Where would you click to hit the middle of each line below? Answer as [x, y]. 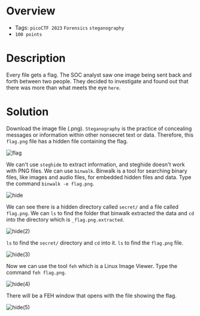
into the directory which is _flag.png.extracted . [65, 219]
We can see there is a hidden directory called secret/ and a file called [92, 207]
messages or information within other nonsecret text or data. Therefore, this [100, 135]
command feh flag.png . [36, 272]
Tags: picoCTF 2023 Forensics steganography [69, 28]
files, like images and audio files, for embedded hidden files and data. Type [99, 177]
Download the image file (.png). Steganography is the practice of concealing [99, 128]
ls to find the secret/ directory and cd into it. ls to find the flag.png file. [95, 243]
